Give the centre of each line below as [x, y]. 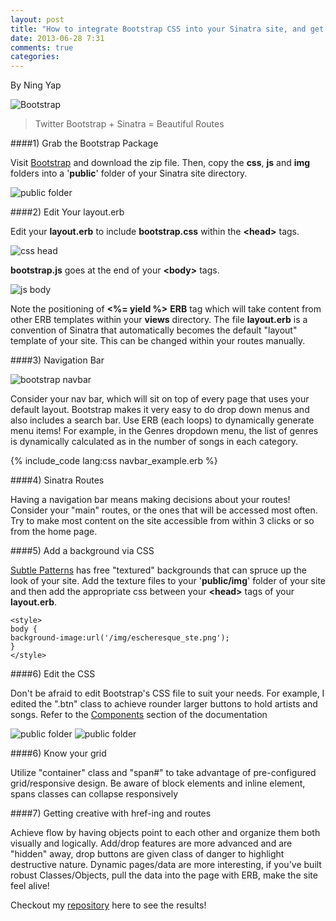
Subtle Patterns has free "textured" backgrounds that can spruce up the [159, 570]
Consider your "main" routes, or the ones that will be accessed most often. [164, 510]
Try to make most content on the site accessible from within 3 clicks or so [162, 521]
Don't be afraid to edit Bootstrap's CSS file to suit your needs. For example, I [167, 693]
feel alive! [30, 886]
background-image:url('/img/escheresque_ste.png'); [120, 638]
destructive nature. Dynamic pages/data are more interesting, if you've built [166, 865]
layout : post [37, 19]
